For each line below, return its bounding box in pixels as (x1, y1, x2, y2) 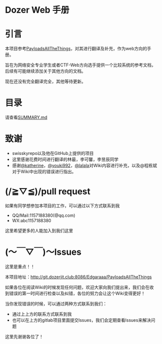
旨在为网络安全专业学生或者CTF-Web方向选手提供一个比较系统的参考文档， (5, 62, 156, 68)
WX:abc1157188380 (12, 217, 51, 223)
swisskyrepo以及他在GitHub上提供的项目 (12, 151, 94, 156)
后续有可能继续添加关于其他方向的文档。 (5, 68, 86, 74)
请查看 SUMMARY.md (5, 115, 48, 120)
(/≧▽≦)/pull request (5, 186, 91, 197)
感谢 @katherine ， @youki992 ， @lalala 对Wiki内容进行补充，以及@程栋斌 (12, 163, 157, 168)
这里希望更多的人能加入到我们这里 (5, 228, 73, 233)
